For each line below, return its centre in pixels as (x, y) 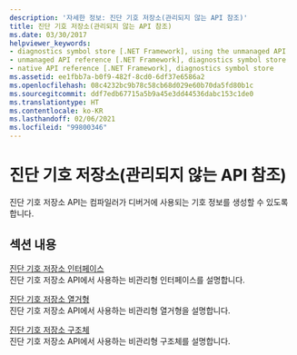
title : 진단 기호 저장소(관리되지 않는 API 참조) (91, 26)
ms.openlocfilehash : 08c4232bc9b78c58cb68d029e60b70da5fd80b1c (132, 85)
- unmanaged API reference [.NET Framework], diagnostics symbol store (148, 60)
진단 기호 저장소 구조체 (49, 330)
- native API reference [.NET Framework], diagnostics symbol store (142, 69)
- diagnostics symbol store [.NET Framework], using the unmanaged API (148, 52)
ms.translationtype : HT (54, 102)
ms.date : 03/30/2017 (49, 35)
